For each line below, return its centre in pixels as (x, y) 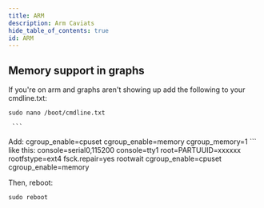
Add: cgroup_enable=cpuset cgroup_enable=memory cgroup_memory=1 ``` (133, 142)
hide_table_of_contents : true (59, 30)
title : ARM (26, 16)
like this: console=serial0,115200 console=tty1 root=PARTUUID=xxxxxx (125, 150)
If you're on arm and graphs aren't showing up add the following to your (127, 90)
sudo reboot (28, 198)
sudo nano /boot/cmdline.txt (57, 113)
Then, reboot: (31, 183)
